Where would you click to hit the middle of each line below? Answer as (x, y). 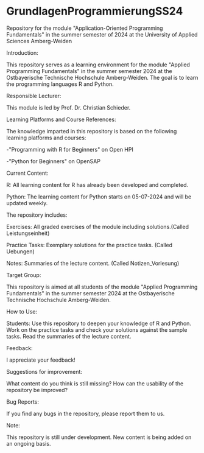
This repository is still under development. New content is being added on (99, 437)
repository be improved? (37, 390)
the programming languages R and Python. (60, 84)
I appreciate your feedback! (41, 360)
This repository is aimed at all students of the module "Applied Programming (102, 287)
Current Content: (27, 173)
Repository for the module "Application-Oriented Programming (85, 28)
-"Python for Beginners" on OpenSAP (53, 161)
